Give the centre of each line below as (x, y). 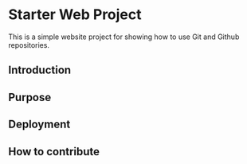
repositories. (29, 45)
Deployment (39, 125)
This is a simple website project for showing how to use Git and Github (124, 37)
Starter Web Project (75, 15)
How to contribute (54, 152)
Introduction (40, 70)
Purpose (30, 97)
